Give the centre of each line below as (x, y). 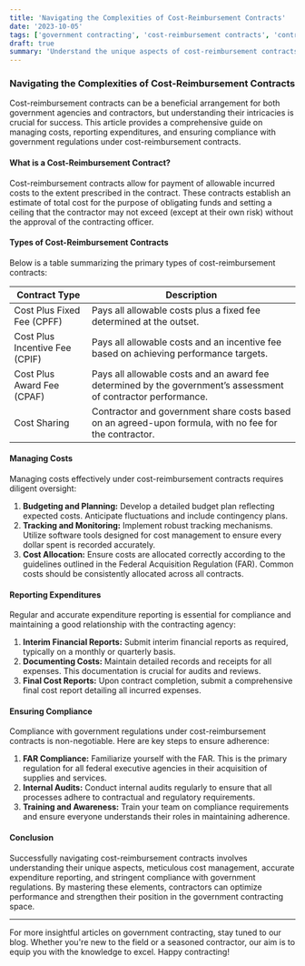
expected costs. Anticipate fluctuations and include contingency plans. (155, 516)
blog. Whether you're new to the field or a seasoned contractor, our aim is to (152, 941)
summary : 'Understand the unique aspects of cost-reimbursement (133, 52)
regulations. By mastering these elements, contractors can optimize (136, 887)
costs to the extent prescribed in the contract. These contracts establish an (150, 193)
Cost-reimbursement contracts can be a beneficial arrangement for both (145, 103)
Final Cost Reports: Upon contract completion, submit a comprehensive (157, 681)
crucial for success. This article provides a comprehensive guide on (136, 123)
